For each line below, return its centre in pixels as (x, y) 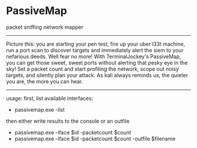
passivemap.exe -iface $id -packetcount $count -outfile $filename (95, 139)
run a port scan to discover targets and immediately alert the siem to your (95, 50)
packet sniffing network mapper (45, 27)
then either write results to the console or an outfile (68, 121)
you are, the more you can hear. (45, 81)
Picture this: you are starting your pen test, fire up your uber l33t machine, (96, 44)
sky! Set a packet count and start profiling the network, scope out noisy (93, 69)
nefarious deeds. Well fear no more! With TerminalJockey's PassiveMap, (94, 56)
